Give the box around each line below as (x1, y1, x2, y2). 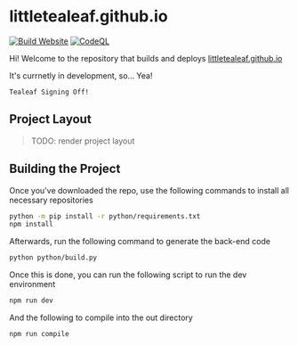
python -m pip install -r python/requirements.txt (9, 211, 201, 220)
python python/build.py (9, 253, 98, 262)
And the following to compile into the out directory (9, 312, 193, 323)
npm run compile (9, 330, 69, 339)
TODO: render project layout (30, 136, 135, 146)
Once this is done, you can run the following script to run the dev (9, 269, 247, 280)
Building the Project (9, 161, 121, 177)
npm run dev (9, 296, 53, 305)
